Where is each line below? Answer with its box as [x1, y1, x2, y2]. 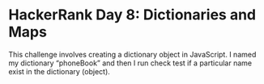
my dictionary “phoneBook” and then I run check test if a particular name [8, 58, 253, 68]
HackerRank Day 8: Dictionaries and [8, 6, 257, 24]
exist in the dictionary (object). [8, 66, 111, 76]
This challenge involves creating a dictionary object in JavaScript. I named [8, 49, 257, 59]
